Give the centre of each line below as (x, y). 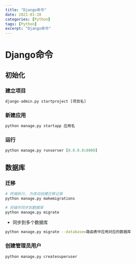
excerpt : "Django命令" (28, 29)
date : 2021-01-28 (23, 15)
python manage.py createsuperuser (41, 256)
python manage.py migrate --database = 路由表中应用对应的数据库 (68, 232)
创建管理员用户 (23, 246)
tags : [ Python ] (21, 24)
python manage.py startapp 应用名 (40, 126)
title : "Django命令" (26, 10)
